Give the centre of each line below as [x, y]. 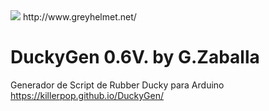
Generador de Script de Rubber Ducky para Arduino [117, 85]
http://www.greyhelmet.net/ [79, 17]
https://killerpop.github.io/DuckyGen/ [87, 95]
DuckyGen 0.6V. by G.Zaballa [135, 57]
